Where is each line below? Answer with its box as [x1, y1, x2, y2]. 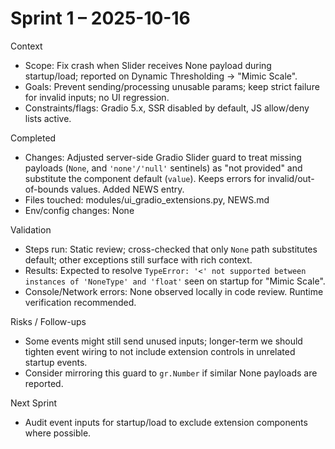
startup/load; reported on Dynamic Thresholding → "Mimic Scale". [24, 70, 298, 82]
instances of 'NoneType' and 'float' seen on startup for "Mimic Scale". [24, 275, 326, 287]
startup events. [24, 356, 88, 368]
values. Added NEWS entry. [70, 183, 185, 195]
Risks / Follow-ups [10, 315, 87, 327]
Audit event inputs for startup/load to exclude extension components [24, 416, 308, 428]
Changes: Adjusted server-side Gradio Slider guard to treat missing [24, 151, 302, 163]
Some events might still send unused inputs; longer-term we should [24, 335, 303, 347]
